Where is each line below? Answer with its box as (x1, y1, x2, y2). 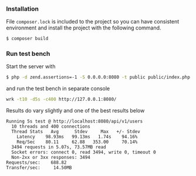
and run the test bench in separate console (6, 85, 110, 92)
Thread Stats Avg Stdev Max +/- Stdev (11, 129, 141, 135)
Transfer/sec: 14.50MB (6, 165, 72, 171)
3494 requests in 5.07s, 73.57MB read (11, 144, 107, 150)
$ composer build (6, 36, 49, 42)
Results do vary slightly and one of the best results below (6, 107, 145, 114)
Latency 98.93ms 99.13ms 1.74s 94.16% (16, 134, 138, 140)
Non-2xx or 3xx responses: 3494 (11, 155, 91, 161)
